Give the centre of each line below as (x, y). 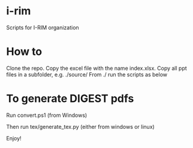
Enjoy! (14, 138)
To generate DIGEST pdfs (70, 99)
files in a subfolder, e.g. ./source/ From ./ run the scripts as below (87, 74)
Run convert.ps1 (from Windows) (47, 115)
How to (24, 52)
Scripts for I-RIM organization (43, 27)
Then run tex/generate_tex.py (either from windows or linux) (80, 127)
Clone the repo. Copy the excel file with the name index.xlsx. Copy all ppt (96, 68)
